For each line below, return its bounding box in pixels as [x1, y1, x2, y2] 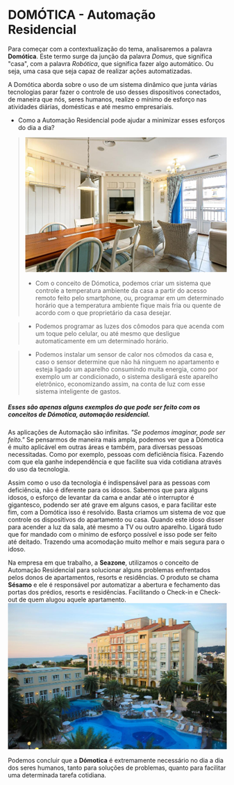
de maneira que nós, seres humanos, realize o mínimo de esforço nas [8, 95, 207, 104]
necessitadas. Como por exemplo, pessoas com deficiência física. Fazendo [8, 450, 224, 458]
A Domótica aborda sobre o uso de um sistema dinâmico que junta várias [8, 80, 217, 88]
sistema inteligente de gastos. [35, 387, 121, 396]
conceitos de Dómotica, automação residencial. [8, 410, 150, 419]
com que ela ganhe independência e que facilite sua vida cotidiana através [8, 458, 222, 466]
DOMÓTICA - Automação [8, 7, 156, 23]
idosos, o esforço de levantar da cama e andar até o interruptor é [8, 493, 194, 501]
